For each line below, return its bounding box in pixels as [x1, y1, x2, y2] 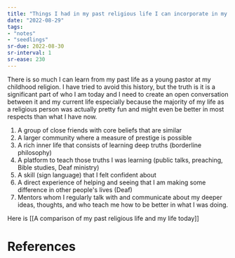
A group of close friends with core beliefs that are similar [17, 125, 182, 134]
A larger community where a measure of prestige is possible [17, 133, 192, 142]
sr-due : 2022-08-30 [7, 43, 65, 50]
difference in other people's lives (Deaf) [17, 185, 133, 193]
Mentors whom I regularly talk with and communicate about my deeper [17, 193, 223, 201]
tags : [7, 23, 23, 30]
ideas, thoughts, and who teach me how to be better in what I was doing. [17, 201, 229, 209]
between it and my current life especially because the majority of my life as [7, 97, 224, 106]
